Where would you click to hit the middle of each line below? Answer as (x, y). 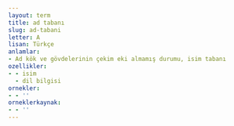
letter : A (24, 37)
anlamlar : (24, 52)
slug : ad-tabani (35, 30)
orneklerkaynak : (35, 103)
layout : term (29, 15)
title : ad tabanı (37, 23)
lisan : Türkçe (31, 45)
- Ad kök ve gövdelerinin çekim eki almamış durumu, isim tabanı (117, 59)
